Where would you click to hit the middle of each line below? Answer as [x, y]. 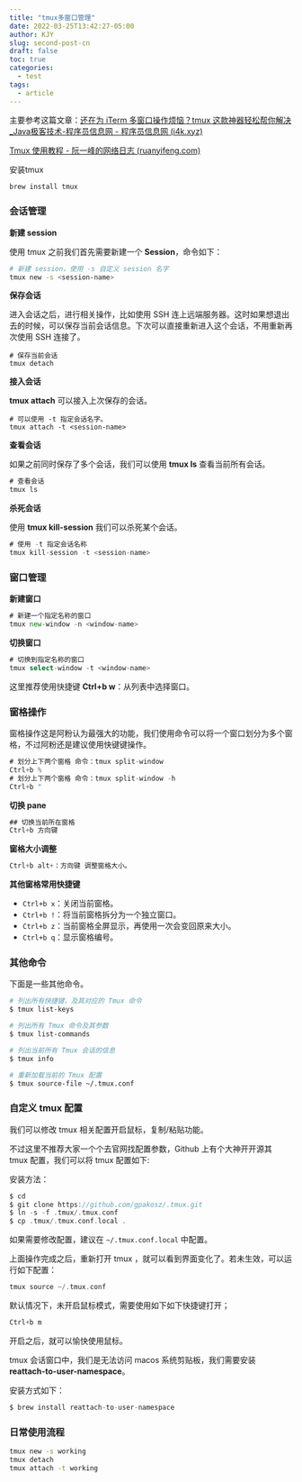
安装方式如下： [37, 1390]
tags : [19, 85]
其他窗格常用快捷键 [45, 885]
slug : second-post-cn [50, 43]
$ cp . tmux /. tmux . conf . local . [68, 1222]
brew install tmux [44, 186]
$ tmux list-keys [42, 1010]
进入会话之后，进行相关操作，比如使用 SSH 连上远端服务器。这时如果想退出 [150, 314]
